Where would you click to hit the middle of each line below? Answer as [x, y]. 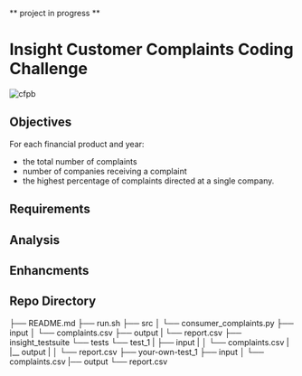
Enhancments [49, 270]
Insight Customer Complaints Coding [151, 50]
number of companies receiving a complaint [104, 171]
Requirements [50, 209]
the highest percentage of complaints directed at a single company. [148, 181]
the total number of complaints [80, 161]
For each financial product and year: [77, 144]
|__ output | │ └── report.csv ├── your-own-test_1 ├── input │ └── [137, 352]
